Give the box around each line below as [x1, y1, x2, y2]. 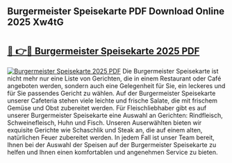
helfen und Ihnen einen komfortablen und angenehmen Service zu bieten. [7, 148, 218, 156]
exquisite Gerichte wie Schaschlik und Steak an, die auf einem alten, [7, 126, 203, 134]
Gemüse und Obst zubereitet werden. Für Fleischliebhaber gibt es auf [7, 104, 207, 112]
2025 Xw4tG [7, 17, 64, 28]
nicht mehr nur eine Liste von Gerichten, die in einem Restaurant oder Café [7, 74, 222, 83]
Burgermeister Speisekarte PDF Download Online [7, 6, 225, 17]
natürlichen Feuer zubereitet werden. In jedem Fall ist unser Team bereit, [7, 133, 215, 141]
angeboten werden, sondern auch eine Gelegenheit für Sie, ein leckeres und [7, 82, 226, 89]
